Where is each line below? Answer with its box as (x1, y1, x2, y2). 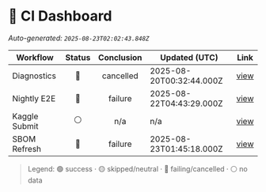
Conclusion (97, 51, 142, 62)
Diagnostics (12, 70, 57, 81)
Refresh (12, 143, 42, 154)
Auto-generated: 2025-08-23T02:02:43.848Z (8, 33, 150, 43)
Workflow (15, 51, 54, 62)
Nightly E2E (12, 92, 56, 104)
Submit (12, 120, 39, 131)
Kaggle (12, 111, 39, 122)
